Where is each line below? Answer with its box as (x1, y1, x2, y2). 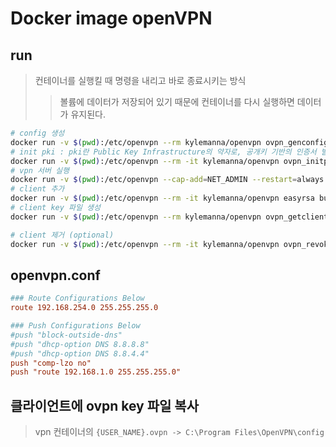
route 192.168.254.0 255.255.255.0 (10, 303, 159, 313)
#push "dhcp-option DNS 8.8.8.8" (10, 339, 150, 349)
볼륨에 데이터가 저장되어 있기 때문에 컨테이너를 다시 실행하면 (59, 96, 295, 107)
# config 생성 (10, 128, 65, 138)
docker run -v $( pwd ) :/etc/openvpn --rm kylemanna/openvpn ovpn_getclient (10, 212, 329, 222)
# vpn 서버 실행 (10, 165, 70, 176)
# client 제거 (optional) (10, 230, 115, 240)
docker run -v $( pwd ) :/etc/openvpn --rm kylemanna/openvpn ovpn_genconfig (10, 137, 329, 147)
